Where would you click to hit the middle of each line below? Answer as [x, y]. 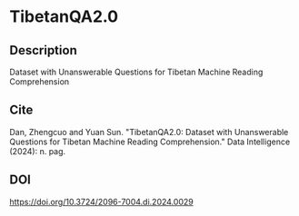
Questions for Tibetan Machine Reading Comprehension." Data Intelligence [150, 142]
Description [43, 50]
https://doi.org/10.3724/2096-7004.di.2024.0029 [101, 201]
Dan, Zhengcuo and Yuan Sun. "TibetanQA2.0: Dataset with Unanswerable [149, 132]
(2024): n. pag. [38, 151]
